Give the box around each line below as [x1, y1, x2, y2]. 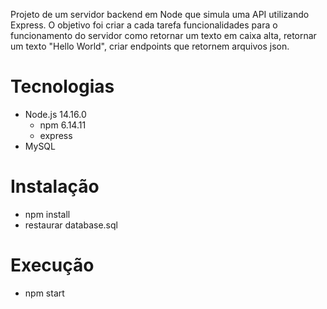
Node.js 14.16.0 [24, 108, 87, 120]
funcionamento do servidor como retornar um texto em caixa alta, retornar [10, 30, 317, 41]
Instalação [10, 175, 100, 198]
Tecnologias [10, 75, 115, 98]
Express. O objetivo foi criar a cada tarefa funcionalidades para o [10, 19, 278, 31]
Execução [10, 254, 95, 277]
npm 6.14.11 [39, 119, 87, 131]
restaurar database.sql [24, 219, 118, 231]
